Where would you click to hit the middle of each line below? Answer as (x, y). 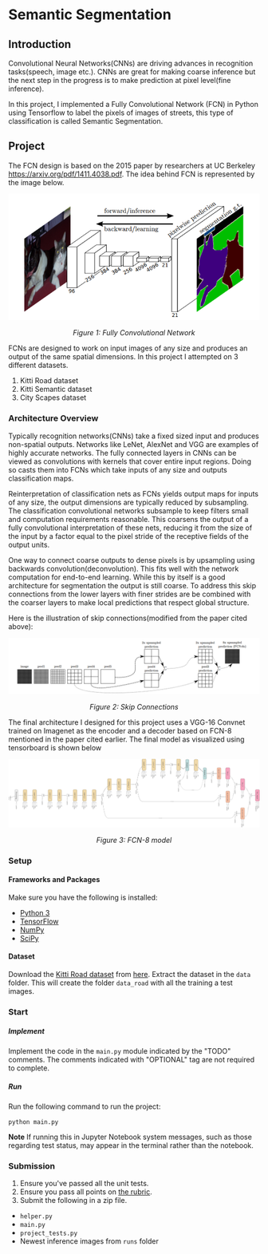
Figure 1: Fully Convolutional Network (134, 333)
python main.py (33, 1122)
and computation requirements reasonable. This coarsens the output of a (128, 519)
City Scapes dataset (53, 398)
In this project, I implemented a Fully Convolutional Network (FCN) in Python (134, 104)
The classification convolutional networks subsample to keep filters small (128, 510)
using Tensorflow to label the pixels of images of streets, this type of (121, 113)
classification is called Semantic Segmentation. (86, 121)
